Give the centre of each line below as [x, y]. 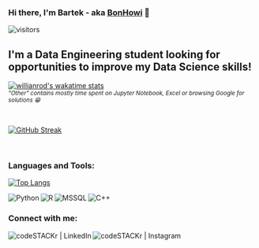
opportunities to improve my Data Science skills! [130, 67]
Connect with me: [43, 218]
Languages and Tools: [51, 166]
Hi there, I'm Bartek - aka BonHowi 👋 [79, 13]
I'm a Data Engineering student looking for [114, 54]
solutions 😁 [24, 100]
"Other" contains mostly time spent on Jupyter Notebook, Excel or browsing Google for [126, 94]
